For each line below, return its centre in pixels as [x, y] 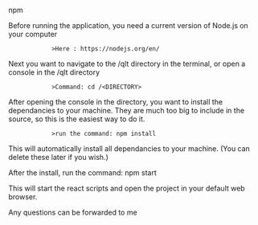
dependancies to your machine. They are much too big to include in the [127, 110]
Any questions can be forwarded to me [73, 212]
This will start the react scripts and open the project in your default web [127, 188]
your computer [33, 34]
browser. [23, 197]
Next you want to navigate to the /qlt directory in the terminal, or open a [127, 63]
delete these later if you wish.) [58, 157]
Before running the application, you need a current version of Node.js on [129, 25]
